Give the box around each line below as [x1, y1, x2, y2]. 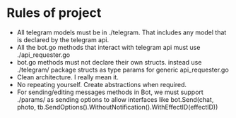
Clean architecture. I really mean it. [16, 72, 119, 81]
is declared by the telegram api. [16, 35, 110, 44]
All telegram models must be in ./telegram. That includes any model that [16, 28, 227, 37]
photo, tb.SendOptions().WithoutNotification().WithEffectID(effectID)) [16, 103, 218, 111]
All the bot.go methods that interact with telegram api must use [16, 43, 201, 51]
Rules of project [6, 5, 102, 21]
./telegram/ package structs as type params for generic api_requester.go [16, 65, 229, 74]
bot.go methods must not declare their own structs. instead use [16, 58, 202, 66]
